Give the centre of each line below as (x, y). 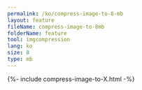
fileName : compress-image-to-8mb (56, 27)
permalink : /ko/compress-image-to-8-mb (65, 14)
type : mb (20, 59)
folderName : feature (37, 33)
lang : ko (20, 46)
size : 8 (19, 53)
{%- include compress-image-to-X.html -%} (71, 79)
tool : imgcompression (39, 40)
